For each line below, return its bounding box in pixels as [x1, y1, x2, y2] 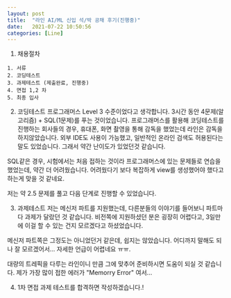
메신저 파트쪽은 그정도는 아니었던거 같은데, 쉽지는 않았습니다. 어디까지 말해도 [7, 236, 215, 244]
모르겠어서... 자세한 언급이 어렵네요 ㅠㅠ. [22, 245, 131, 253]
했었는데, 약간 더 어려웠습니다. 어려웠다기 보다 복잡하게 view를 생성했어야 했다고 [7, 166, 224, 174]
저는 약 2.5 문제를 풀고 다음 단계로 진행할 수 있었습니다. [7, 189, 157, 198]
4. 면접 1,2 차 [7, 87, 47, 94]
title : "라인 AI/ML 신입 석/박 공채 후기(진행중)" [7, 17, 141, 24]
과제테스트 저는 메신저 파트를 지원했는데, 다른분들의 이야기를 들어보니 [17, 204, 205, 212]
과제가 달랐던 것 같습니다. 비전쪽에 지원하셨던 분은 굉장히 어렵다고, [24, 213, 205, 221]
